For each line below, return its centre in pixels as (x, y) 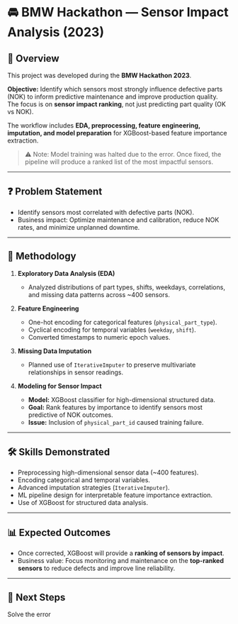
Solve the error (29, 614)
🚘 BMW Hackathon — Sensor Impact (118, 12)
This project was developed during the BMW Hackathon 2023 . (100, 75)
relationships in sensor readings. (76, 372)
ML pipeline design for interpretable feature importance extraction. (115, 495)
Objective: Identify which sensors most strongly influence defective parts (115, 89)
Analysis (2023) (56, 32)
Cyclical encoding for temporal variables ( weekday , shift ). (112, 330)
